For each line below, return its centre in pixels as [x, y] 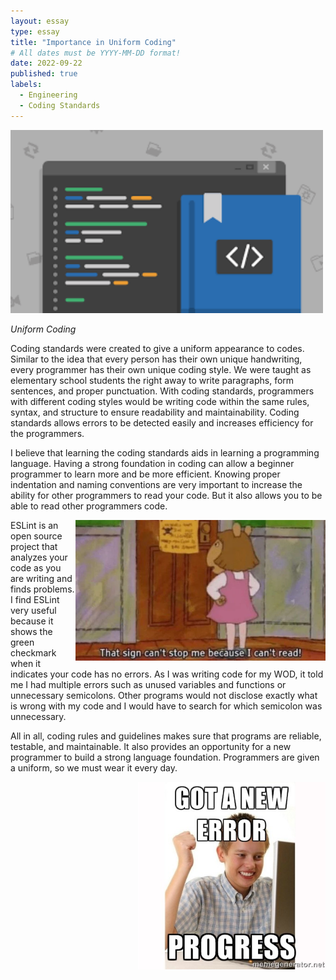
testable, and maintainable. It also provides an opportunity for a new [151, 747]
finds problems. [42, 589]
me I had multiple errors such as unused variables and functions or [148, 685]
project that [34, 547]
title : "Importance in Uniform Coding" [93, 42]
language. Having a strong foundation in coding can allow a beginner [152, 464]
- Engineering [48, 95]
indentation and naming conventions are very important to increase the [156, 485]
